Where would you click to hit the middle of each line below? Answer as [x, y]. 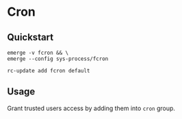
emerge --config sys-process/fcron [58, 59]
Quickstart [30, 37]
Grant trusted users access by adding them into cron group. [91, 108]
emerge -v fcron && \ [38, 53]
